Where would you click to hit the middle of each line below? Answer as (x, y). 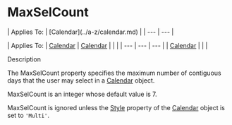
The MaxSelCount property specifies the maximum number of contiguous (114, 73)
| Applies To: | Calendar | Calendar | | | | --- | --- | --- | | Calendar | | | (108, 45)
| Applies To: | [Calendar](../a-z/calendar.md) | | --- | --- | (91, 32)
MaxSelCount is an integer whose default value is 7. (82, 94)
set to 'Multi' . (29, 115)
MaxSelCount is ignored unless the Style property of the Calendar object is (116, 107)
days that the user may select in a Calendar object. (81, 80)
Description (24, 59)
